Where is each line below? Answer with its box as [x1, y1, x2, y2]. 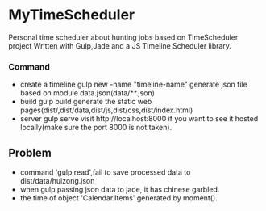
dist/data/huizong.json [19, 176, 95, 186]
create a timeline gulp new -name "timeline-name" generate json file [19, 79, 247, 90]
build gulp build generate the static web [19, 97, 152, 107]
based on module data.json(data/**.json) [19, 88, 156, 98]
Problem [8, 146, 52, 159]
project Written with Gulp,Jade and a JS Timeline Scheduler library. [8, 40, 232, 50]
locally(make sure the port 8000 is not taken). [19, 123, 172, 133]
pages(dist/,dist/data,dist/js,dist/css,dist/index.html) [19, 105, 193, 115]
